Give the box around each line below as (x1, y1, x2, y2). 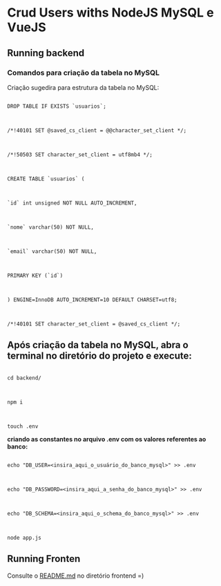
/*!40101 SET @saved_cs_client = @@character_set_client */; (7, 126, 187, 134)
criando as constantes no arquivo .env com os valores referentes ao (7, 435, 206, 443)
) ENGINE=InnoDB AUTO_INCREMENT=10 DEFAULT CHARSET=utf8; (7, 296, 177, 303)
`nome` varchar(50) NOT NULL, (7, 223, 95, 231)
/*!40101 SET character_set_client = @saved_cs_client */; (7, 320, 181, 328)
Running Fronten (7, 553, 81, 565)
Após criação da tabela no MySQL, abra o (7, 339, 189, 351)
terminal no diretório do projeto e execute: (7, 350, 192, 362)
